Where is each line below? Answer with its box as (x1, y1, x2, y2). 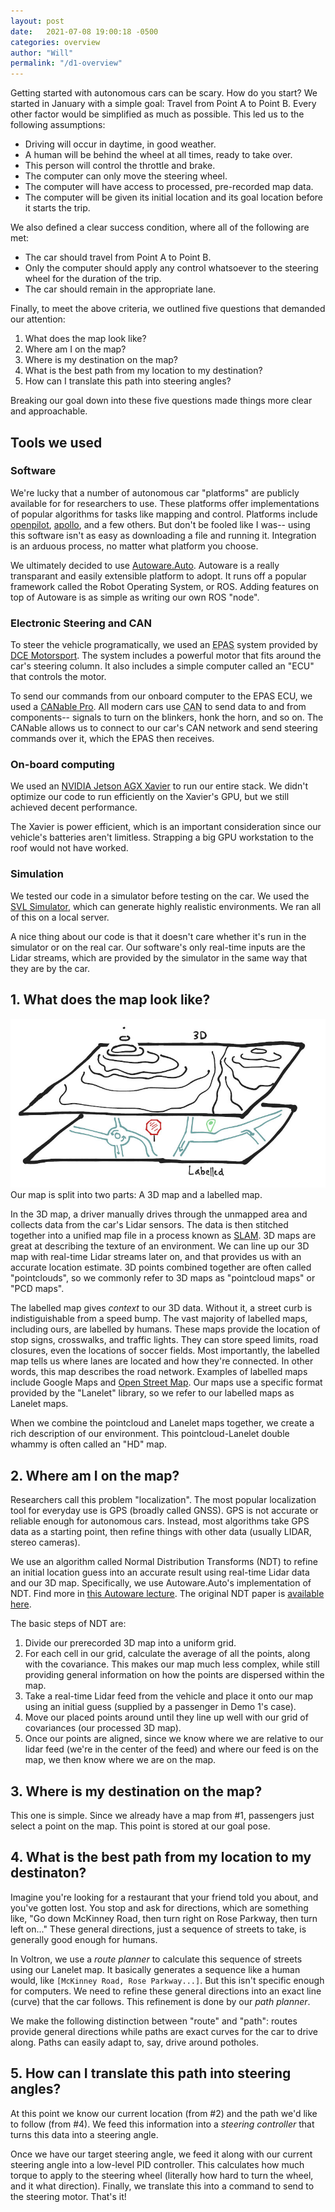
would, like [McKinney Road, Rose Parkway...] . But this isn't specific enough (10, 1974, 325, 1986)
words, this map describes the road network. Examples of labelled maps (10, 1366, 308, 1378)
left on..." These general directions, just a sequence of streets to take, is (10, 1923, 307, 1935)
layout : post (10, 16, 65, 26)
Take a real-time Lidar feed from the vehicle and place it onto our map (24, 1690, 314, 1702)
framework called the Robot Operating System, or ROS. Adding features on (10, 580, 319, 592)
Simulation (10, 867, 64, 881)
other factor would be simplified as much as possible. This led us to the (10, 108, 305, 120)
